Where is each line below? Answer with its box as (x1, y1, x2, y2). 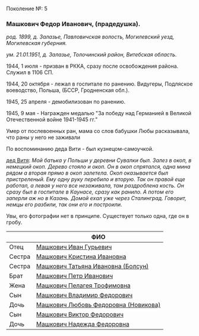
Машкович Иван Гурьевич (36, 243, 112, 251)
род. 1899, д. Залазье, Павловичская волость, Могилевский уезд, (6, 33, 175, 40)
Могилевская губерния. (6, 40, 67, 47)
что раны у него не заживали (6, 134, 81, 141)
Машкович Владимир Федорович (36, 291, 133, 299)
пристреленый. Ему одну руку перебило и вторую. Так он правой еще (6, 176, 185, 183)
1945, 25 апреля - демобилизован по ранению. (6, 98, 126, 106)
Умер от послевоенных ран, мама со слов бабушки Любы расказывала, (6, 128, 190, 135)
